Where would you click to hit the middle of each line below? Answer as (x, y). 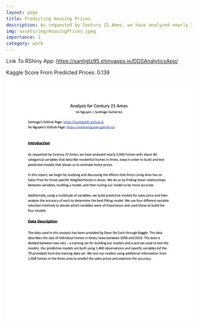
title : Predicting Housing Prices (49, 19)
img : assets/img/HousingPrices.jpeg (51, 31)
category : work (25, 44)
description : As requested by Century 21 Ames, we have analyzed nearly (97, 25)
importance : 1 (24, 37)
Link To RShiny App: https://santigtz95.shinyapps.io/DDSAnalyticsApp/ (92, 61)
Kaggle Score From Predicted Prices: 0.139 (58, 73)
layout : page (22, 12)
